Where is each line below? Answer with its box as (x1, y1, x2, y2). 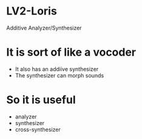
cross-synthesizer (15, 126, 61, 133)
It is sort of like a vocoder (6, 45, 137, 59)
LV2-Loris (6, 4, 58, 18)
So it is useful (6, 93, 76, 107)
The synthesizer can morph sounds (15, 71, 104, 79)
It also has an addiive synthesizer (15, 65, 99, 73)
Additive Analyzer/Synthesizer (6, 24, 82, 31)
